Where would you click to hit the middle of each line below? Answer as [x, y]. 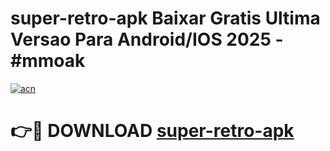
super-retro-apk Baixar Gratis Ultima [165, 18]
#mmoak [48, 61]
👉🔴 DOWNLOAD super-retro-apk [152, 131]
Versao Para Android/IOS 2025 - [147, 39]
